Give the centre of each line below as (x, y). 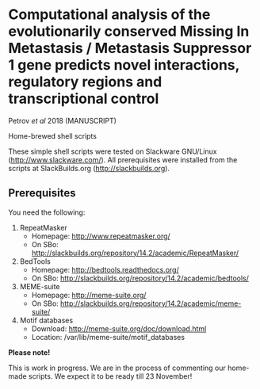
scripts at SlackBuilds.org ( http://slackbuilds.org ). (89, 168)
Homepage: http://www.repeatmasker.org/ (101, 236)
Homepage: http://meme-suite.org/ (89, 295)
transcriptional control (84, 99)
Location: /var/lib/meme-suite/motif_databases (108, 337)
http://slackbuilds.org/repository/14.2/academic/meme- (151, 303)
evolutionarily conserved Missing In (129, 31)
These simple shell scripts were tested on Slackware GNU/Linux (113, 151)
